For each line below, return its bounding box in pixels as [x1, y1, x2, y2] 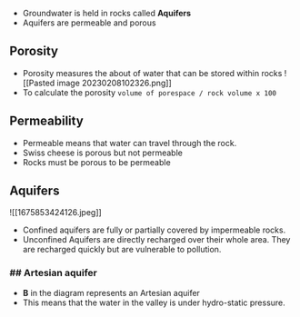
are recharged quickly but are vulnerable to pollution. [22, 244, 222, 255]
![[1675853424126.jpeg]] [9, 207, 102, 218]
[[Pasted [22, 77, 55, 88]
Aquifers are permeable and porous [22, 17, 156, 28]
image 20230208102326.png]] [56, 77, 173, 88]
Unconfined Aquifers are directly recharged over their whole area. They [22, 234, 291, 245]
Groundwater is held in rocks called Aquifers [22, 8, 192, 18]
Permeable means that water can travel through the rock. [22, 137, 237, 148]
